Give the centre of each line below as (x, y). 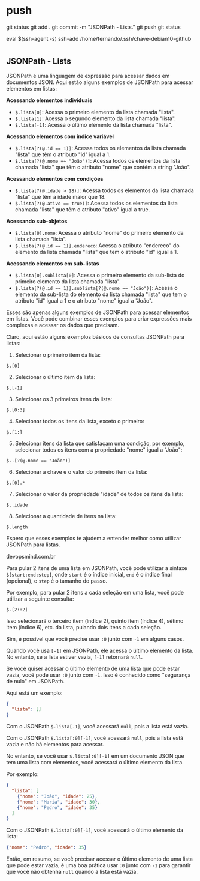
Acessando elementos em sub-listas (53, 263)
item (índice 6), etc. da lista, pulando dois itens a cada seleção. (84, 627)
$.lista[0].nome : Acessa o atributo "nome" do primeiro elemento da (99, 232)
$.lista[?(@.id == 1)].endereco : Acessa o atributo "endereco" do (97, 245)
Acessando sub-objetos (37, 221)
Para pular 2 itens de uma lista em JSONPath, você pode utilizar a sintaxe (97, 568)
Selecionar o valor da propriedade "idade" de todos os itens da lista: (99, 494)
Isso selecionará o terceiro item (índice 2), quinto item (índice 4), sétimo (95, 621)
